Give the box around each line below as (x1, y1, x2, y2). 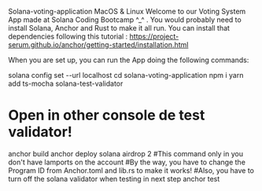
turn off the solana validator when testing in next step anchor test (8, 174, 220, 183)
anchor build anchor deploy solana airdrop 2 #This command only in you (8, 149, 244, 158)
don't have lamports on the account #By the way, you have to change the (8, 157, 246, 167)
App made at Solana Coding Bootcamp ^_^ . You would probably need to (8, 15, 242, 24)
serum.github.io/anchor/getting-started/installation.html (8, 40, 189, 50)
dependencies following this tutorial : (8, 31, 128, 41)
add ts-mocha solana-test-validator (8, 79, 124, 88)
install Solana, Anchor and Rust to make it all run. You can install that (8, 24, 231, 32)
